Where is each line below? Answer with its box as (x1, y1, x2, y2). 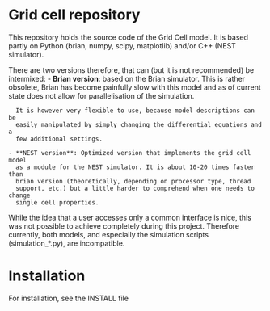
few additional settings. (15, 135, 103, 143)
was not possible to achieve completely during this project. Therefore (8, 221, 240, 231)
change (8, 191, 31, 200)
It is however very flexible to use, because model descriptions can (15, 107, 255, 115)
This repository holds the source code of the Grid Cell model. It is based (8, 32, 249, 42)
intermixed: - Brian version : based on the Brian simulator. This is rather (8, 74, 246, 83)
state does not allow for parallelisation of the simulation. (8, 90, 195, 100)
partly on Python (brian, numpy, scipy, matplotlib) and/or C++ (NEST (8, 40, 237, 50)
